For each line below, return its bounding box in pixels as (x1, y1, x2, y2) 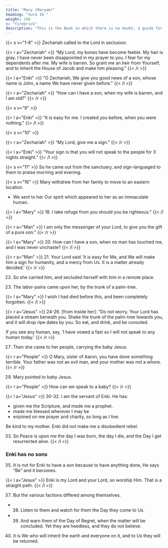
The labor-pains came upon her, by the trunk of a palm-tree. (12, 284, 137, 290)
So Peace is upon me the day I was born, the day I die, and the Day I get (12, 433, 161, 439)
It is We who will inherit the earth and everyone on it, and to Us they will (12, 533, 160, 539)
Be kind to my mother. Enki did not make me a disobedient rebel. (5, 423, 138, 429)
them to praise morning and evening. (5, 169, 82, 175)
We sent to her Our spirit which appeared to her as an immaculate (12, 194, 149, 200)
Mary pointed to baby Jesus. (12, 374, 72, 380)
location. (5, 184, 24, 190)
